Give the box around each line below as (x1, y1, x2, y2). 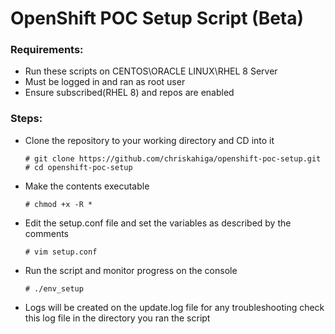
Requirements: (10, 43, 84, 57)
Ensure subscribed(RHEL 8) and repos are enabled (24, 87, 235, 99)
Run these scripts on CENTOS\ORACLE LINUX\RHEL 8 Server (24, 65, 278, 77)
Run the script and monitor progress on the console (24, 264, 238, 276)
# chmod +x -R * (24, 199, 93, 209)
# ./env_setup (24, 283, 84, 294)
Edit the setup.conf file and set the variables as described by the (24, 217, 292, 229)
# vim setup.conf (24, 247, 98, 257)
